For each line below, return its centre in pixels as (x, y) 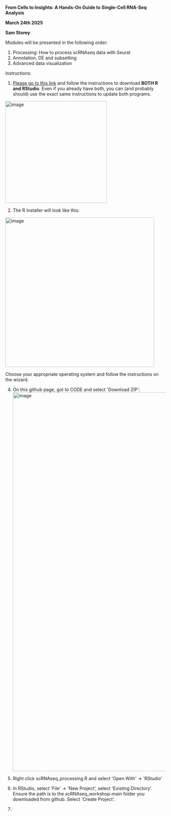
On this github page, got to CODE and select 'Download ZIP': (76, 390)
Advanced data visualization (42, 63)
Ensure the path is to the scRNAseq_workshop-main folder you (79, 794)
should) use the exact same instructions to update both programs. (82, 94)
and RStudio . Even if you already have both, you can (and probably (83, 88)
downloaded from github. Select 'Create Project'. (64, 799)
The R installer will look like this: (46, 210)
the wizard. (17, 380)
